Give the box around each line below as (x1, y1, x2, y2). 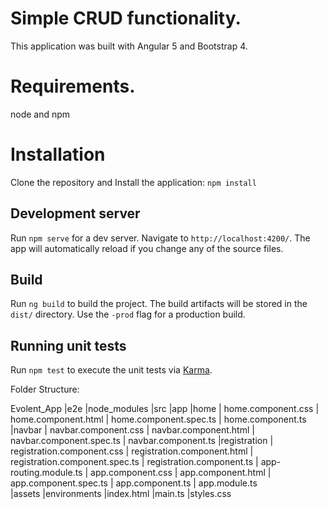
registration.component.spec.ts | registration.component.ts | (10, 456, 259, 468)
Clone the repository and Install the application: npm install (10, 176, 257, 188)
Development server (10, 205, 141, 222)
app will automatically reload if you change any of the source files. (10, 242, 284, 254)
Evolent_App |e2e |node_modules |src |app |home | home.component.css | (10, 403, 320, 415)
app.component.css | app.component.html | (90, 467, 272, 479)
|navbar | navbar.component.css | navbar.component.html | (10, 424, 255, 436)
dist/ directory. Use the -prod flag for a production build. (10, 308, 246, 321)
